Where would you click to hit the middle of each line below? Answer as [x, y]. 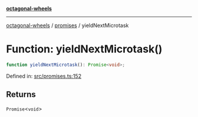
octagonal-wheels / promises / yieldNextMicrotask [67, 25]
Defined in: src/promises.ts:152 [44, 76]
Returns [21, 94]
